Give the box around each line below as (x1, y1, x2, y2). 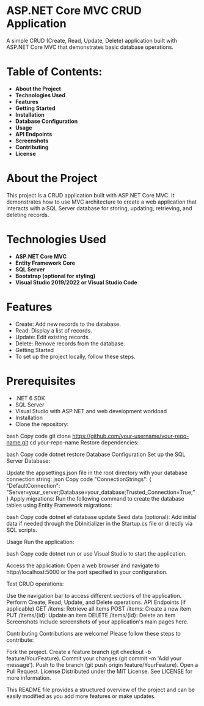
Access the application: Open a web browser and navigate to (6, 562, 160, 569)
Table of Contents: (6, 65, 103, 79)
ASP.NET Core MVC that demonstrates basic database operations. (6, 43, 174, 51)
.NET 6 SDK (15, 394, 45, 402)
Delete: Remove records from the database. (15, 340, 125, 347)
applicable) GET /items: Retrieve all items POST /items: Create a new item (6, 605, 191, 612)
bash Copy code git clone (6, 432, 71, 439)
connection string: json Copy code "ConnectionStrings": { (6, 475, 151, 483)
